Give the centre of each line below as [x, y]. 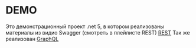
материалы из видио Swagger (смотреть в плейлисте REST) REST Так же [98, 32]
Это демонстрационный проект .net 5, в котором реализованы [85, 26]
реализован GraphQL [32, 39]
